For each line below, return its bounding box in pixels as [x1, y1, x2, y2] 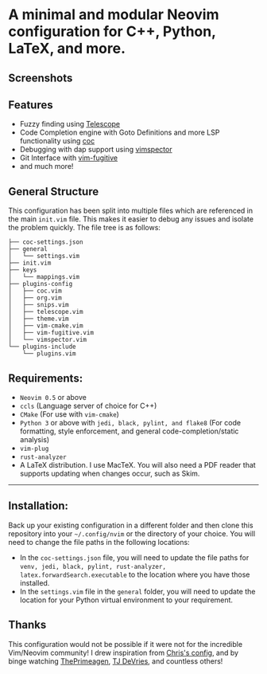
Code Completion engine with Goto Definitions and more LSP [19, 127, 220, 137]
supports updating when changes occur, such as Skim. [19, 468, 200, 479]
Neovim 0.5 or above [19, 393, 87, 402]
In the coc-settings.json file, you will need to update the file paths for [19, 552, 250, 562]
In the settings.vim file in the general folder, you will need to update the [19, 586, 256, 596]
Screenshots [8, 71, 73, 84]
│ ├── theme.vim [8, 315, 69, 323]
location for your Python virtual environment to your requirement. [19, 595, 233, 605]
